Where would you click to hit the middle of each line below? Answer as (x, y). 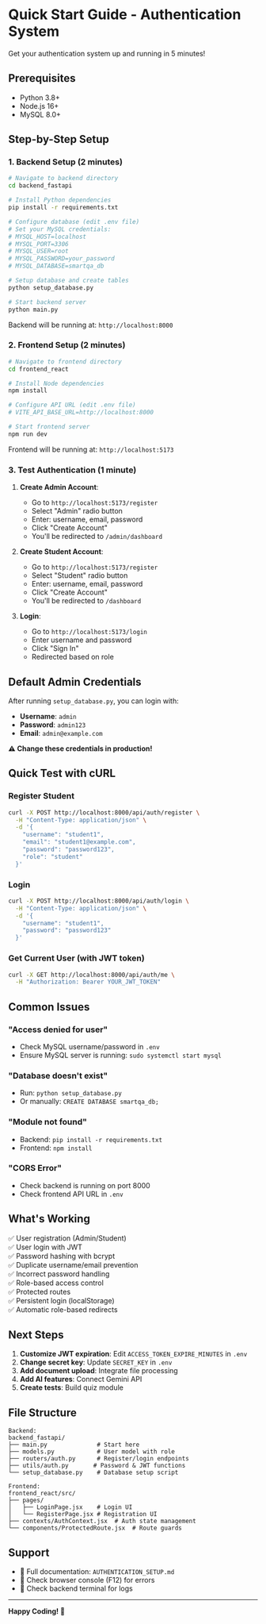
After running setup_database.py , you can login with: (94, 701)
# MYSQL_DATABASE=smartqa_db (56, 266)
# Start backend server (47, 302)
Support (29, 1552)
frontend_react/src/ (42, 1494)
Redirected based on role (73, 657)
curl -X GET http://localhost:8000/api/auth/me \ (92, 975)
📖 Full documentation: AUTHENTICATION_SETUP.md (97, 1572)
